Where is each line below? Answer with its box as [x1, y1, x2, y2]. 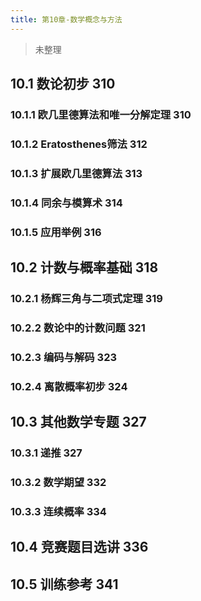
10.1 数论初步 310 [10, 76, 116, 93]
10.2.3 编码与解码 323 [10, 350, 117, 364]
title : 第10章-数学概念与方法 [10, 14, 123, 25]
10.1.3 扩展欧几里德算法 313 [10, 166, 143, 180]
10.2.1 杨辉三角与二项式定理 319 [10, 291, 163, 305]
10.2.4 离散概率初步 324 [10, 379, 128, 393]
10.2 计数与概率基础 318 [10, 259, 159, 276]
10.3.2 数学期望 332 [10, 475, 107, 489]
